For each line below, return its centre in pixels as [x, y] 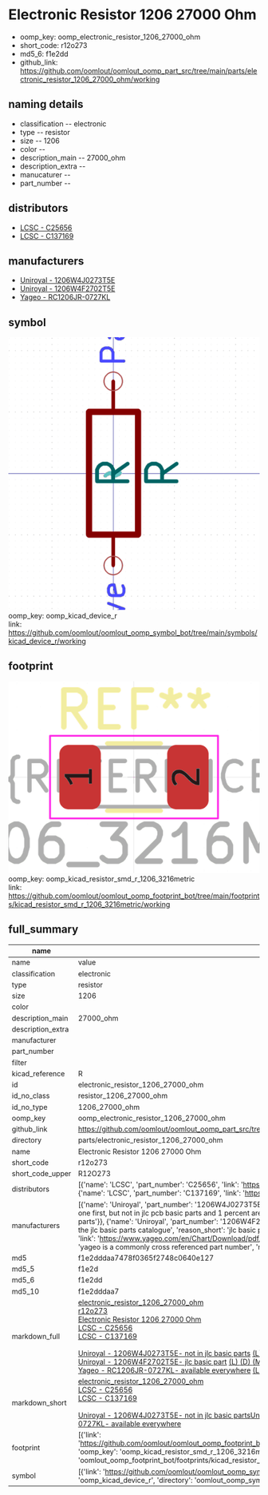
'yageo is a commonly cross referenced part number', [166, 1246]
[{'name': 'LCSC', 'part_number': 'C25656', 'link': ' [160, 1185]
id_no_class [31, 1095]
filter [20, 1062]
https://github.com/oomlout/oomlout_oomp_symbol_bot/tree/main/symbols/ [133, 633]
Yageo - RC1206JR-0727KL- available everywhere [164, 1370]
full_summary [43, 930]
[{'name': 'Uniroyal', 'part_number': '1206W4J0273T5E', [171, 1204]
